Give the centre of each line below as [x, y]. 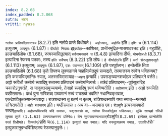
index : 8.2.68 [20, 10]
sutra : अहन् [17, 19]
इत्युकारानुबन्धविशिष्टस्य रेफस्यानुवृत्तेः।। [37, 128]
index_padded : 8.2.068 [29, 15]
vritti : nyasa [20, 24]
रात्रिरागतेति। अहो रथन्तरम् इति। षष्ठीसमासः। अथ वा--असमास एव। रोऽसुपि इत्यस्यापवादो [75, 105]
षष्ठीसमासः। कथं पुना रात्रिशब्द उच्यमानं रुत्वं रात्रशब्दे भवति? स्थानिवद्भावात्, [65, 94]
